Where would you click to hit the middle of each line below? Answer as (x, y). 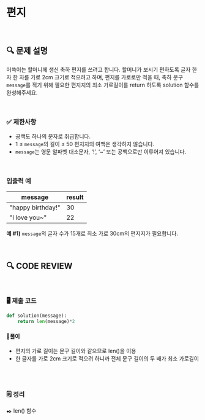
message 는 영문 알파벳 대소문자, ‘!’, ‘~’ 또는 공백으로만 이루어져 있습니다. (101, 152)
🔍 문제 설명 (27, 51)
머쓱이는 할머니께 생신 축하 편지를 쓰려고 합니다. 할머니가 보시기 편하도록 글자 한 (102, 69)
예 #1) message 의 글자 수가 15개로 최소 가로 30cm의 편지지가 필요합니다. (92, 233)
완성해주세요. (22, 92)
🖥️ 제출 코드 (21, 301)
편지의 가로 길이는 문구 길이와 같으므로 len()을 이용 (76, 351)
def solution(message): (37, 316)
